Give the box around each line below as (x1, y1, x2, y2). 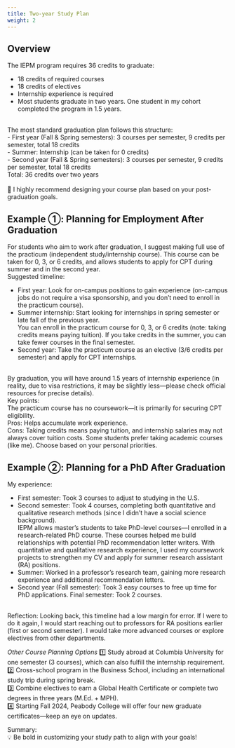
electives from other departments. (7, 634, 107, 642)
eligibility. (7, 412, 35, 420)
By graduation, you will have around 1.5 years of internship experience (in (7, 374, 220, 383)
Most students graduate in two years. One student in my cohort (17, 97, 201, 106)
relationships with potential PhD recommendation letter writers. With (17, 538, 215, 547)
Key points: (7, 397, 40, 405)
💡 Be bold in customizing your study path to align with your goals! (7, 733, 198, 741)
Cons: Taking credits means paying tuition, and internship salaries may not (7, 426, 223, 435)
